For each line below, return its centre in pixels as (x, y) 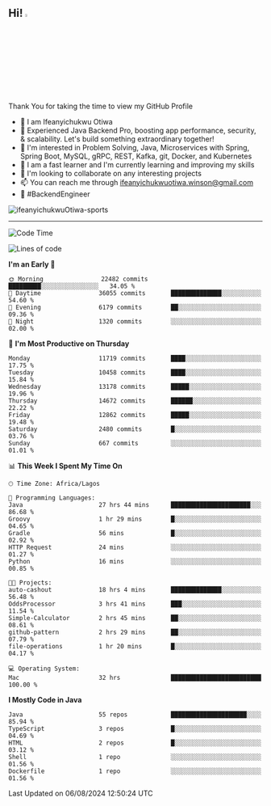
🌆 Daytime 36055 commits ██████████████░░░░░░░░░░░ (135, 293)
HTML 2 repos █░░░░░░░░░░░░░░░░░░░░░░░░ (135, 743)
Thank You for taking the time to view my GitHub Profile (101, 106)
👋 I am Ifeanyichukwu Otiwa (66, 121)
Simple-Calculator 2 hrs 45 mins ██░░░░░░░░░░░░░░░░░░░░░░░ (135, 618)
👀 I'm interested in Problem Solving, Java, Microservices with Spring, (135, 147)
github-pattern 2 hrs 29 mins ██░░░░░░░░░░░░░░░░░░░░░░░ (135, 632)
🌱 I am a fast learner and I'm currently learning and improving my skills (137, 164)
